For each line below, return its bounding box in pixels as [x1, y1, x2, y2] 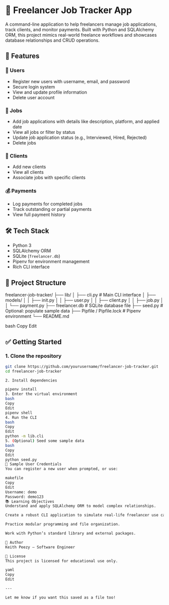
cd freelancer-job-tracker [5, 368, 62, 374]
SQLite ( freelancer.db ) [12, 253, 60, 259]
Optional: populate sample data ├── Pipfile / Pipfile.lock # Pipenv [5, 308, 141, 314]
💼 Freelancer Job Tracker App [5, 5, 132, 16]
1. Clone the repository [5, 352, 62, 359]
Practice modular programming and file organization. [5, 522, 121, 527]
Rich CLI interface [12, 264, 50, 270]
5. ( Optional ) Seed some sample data [5, 438, 84, 443]
